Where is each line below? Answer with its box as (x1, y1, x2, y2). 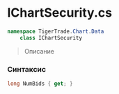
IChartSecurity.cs (7, 5, 113, 21)
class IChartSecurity (19, 34, 82, 41)
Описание (24, 47, 54, 55)
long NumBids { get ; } (7, 80, 73, 87)
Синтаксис (7, 64, 47, 74)
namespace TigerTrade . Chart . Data (7, 28, 104, 35)
